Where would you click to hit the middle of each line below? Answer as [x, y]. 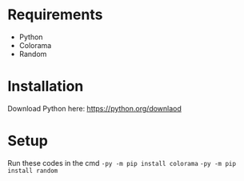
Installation [46, 86]
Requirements [55, 15]
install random [33, 171]
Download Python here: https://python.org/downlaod [94, 108]
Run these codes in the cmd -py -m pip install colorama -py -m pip [122, 163]
